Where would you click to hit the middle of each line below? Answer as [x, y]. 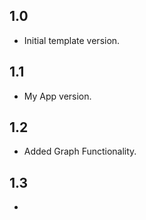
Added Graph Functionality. [80, 151]
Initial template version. [72, 40]
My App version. [57, 96]
